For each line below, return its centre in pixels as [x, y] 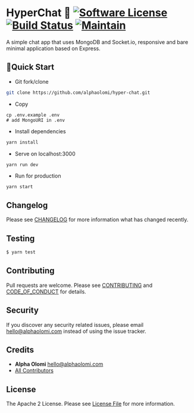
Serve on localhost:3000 [45, 154]
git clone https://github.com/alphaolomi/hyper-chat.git [78, 93]
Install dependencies [40, 131]
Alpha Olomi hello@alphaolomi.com [59, 364]
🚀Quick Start [30, 67]
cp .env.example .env [33, 115]
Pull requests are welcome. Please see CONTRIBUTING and [79, 285]
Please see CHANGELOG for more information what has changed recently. [97, 220]
